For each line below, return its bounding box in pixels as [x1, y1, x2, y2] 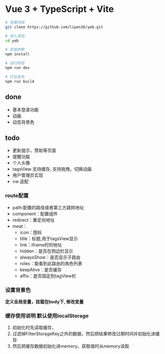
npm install [5, 52, 30, 57]
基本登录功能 [12, 106, 39, 112]
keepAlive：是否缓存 [19, 266, 62, 272]
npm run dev [5, 66, 30, 71]
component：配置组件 [12, 210, 58, 217]
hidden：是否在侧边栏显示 [19, 248, 74, 254]
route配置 [5, 192, 29, 199]
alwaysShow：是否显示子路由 [19, 254, 81, 260]
